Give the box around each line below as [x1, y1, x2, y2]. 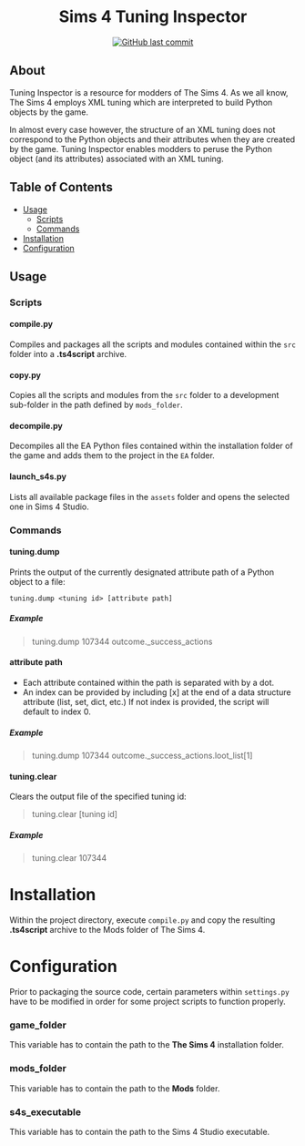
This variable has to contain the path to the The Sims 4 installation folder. [9, 1039, 285, 1050]
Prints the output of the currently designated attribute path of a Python [9, 567, 275, 578]
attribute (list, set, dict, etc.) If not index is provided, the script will [22, 696, 269, 707]
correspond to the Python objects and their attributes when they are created [9, 134, 296, 145]
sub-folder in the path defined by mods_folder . [9, 399, 184, 411]
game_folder [9, 1018, 66, 1031]
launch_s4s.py [9, 471, 66, 482]
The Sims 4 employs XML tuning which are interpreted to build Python [9, 97, 273, 107]
